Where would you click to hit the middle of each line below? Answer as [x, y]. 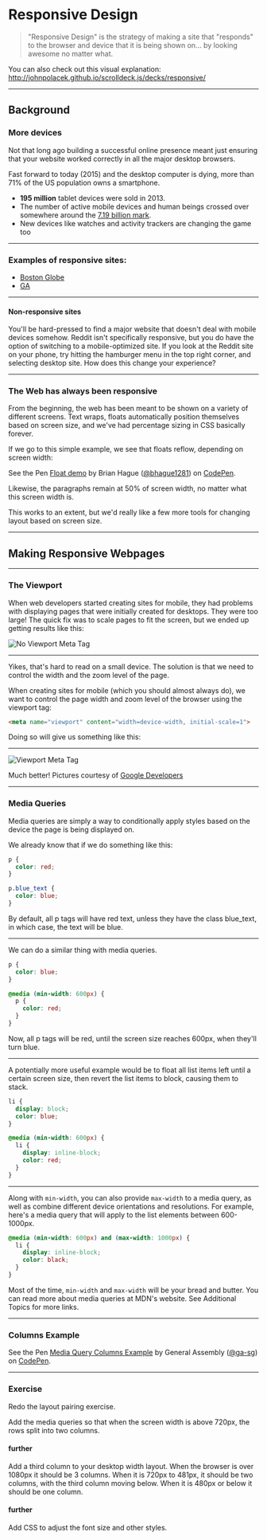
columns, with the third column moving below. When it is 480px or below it [130, 1483]
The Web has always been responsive [83, 391]
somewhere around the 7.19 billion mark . [85, 215]
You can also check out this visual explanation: [85, 69]
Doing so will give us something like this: [75, 737]
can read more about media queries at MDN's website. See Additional [122, 1298]
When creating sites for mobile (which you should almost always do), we [127, 690]
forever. [21, 434]
